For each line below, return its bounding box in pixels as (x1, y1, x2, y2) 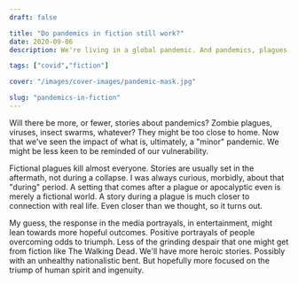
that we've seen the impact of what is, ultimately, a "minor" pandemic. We (9, 136, 279, 147)
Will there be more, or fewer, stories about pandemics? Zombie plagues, (9, 117, 273, 128)
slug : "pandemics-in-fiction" (9, 94, 122, 103)
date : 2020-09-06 (9, 37, 74, 46)
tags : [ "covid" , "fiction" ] (9, 61, 109, 71)
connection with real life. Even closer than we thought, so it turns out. (9, 200, 263, 211)
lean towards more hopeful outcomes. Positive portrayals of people (9, 226, 255, 237)
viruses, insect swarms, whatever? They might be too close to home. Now (9, 127, 279, 137)
